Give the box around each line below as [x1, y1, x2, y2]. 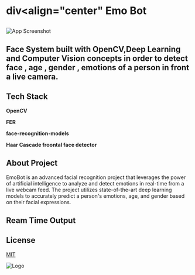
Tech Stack [6, 92, 48, 102]
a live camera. [6, 71, 59, 81]
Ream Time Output [6, 215, 76, 225]
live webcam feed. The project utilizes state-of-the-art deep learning [6, 186, 172, 193]
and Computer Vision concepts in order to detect [6, 53, 189, 63]
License [6, 235, 36, 245]
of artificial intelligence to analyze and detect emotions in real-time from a [6, 180, 184, 187]
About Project [6, 158, 58, 168]
